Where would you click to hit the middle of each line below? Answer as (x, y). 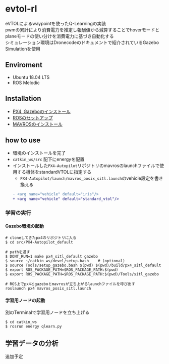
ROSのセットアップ (33, 117)
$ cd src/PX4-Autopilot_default (39, 242)
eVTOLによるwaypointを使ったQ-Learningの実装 (56, 23)
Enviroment (24, 65)
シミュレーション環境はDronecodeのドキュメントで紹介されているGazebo (82, 42)
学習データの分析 (32, 343)
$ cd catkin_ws (21, 322)
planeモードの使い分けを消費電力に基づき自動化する (60, 36)
